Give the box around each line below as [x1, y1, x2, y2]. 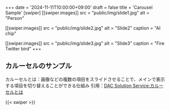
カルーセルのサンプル [5, 62, 72, 70]
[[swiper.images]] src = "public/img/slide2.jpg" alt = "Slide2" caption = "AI [5, 25, 161, 31]
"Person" [5, 15, 24, 21]
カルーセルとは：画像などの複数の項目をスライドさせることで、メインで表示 [5, 76, 165, 82]
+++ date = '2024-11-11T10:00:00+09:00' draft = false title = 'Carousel [5, 5, 153, 10]
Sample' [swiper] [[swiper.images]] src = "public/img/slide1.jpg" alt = [5, 10, 150, 16]
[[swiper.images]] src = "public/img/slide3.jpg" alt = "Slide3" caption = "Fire [5, 40, 165, 46]
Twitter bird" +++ [5, 46, 42, 51]
